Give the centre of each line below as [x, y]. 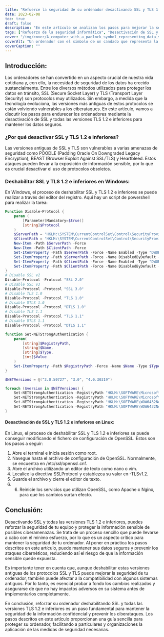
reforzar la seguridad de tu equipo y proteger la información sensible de [77, 527]
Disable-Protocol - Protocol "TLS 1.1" [44, 317]
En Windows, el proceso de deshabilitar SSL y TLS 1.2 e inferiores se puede [81, 192]
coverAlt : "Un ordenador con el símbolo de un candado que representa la [82, 42]
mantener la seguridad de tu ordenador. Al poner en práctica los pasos [76, 542]
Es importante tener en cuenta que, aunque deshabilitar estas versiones [77, 568]
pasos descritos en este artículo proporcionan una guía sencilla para [74, 619]
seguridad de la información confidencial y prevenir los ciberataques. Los [79, 613]
